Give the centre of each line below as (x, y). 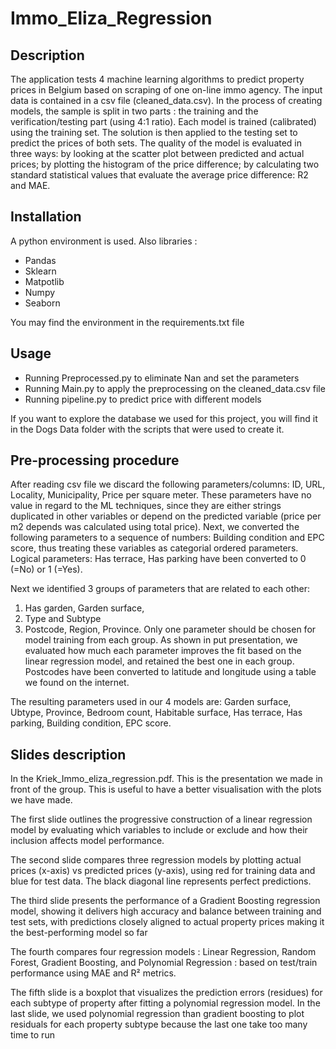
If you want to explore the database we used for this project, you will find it (164, 418)
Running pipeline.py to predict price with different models (143, 399)
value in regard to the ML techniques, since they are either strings (146, 506)
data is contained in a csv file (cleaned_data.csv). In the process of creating (166, 100)
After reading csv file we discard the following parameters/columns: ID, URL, (168, 484)
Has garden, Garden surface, (84, 608)
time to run (32, 1035)
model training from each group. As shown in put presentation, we (161, 640)
